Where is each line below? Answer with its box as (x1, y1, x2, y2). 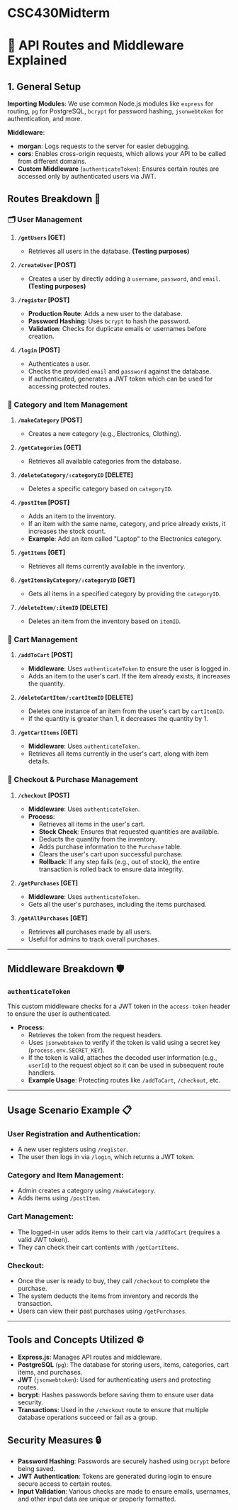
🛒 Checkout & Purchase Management (7, 775, 138, 785)
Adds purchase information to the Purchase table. (38, 842, 182, 851)
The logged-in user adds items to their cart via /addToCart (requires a (17, 1228, 220, 1236)
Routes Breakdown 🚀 (7, 193, 101, 205)
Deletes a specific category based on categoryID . (28, 484, 173, 493)
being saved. (17, 1464, 56, 1472)
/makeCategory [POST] (17, 416, 83, 425)
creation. (28, 332, 55, 340)
